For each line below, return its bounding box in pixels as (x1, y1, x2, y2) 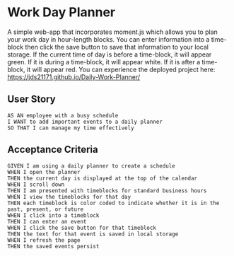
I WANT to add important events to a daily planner (7, 118, 163, 125)
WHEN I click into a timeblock (7, 211, 100, 219)
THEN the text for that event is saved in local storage (7, 231, 179, 238)
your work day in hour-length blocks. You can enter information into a (7, 35, 210, 43)
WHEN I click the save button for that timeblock (7, 224, 157, 231)
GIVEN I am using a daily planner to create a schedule (7, 162, 175, 170)
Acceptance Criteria (7, 144, 98, 156)
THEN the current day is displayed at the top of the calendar (7, 175, 198, 182)
